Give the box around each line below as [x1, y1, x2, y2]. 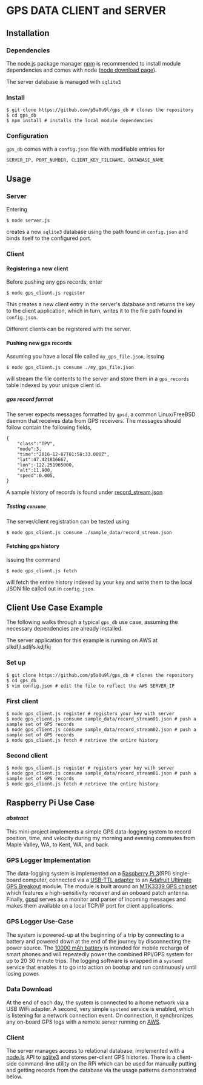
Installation [6, 28, 50, 38]
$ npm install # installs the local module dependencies [6, 118, 153, 124]
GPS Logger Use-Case [6, 917, 74, 926]
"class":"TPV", [17, 441, 56, 447]
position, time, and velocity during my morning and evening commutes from [6, 834, 196, 841]
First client [6, 697, 39, 705]
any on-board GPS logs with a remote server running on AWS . [6, 1018, 161, 1025]
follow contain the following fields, [6, 423, 92, 431]
